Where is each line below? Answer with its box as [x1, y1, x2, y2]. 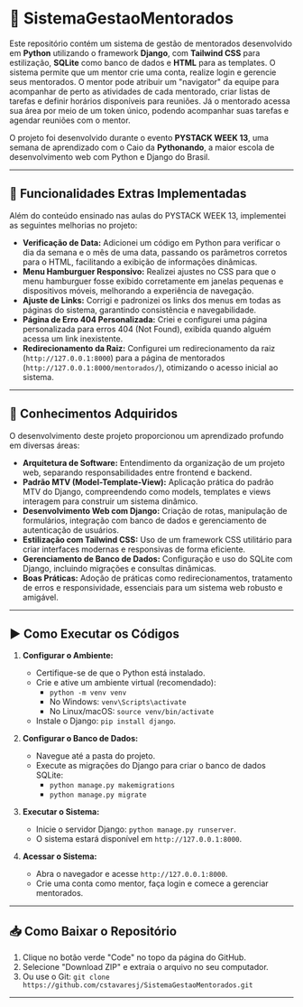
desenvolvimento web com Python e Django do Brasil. [9, 151, 210, 162]
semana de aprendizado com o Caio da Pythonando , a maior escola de [9, 142, 275, 153]
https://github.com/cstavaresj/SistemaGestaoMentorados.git [22, 981, 253, 990]
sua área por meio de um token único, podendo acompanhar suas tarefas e [9, 105, 289, 116]
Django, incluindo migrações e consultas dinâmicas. [22, 563, 216, 573]
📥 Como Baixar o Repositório [9, 923, 178, 938]
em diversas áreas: [9, 440, 80, 451]
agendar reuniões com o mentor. [9, 115, 131, 126]
